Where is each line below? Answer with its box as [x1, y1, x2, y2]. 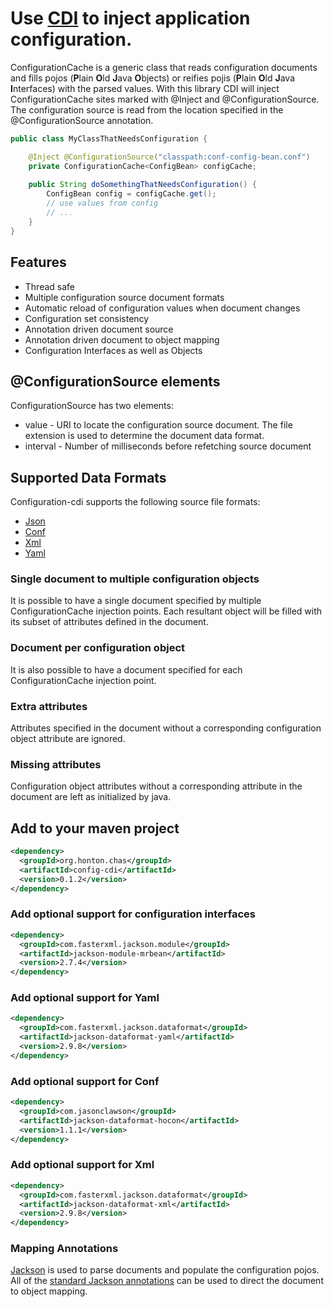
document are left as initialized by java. [10, 791, 172, 803]
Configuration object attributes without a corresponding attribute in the [10, 780, 303, 792]
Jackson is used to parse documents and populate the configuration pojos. [10, 1264, 320, 1276]
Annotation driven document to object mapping [24, 333, 220, 346]
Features [10, 254, 67, 271]
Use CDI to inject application [10, 7, 251, 30]
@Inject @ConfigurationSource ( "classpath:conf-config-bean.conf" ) [28, 152, 311, 162]
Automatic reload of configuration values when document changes [24, 302, 301, 314]
